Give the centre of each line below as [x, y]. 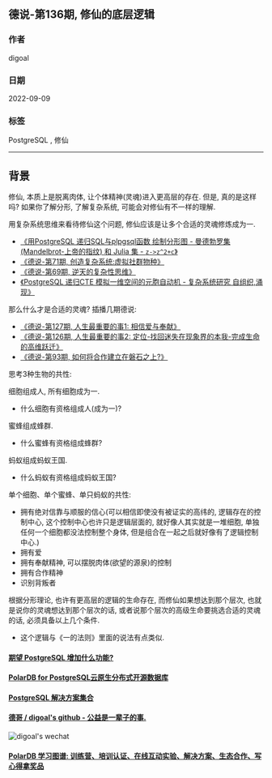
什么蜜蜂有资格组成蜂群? [61, 443]
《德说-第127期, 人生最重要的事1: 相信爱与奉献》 [100, 327]
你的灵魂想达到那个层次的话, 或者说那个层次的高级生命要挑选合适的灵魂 [141, 610]
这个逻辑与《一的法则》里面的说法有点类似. [92, 638]
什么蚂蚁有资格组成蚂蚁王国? [68, 477]
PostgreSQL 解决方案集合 [51, 697]
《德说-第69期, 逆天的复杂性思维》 [78, 272]
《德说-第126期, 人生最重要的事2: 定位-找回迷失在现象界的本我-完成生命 [140, 337]
